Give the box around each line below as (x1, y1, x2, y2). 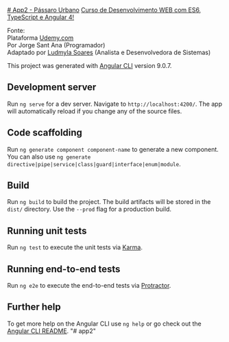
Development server (7, 82, 97, 93)
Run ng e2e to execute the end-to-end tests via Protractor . (7, 282, 171, 290)
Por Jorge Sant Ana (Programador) (7, 41, 106, 49)
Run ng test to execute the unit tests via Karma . (7, 243, 143, 251)
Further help (7, 301, 62, 313)
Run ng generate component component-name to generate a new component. (7, 145, 219, 153)
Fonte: (7, 27, 25, 34)
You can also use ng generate (7, 152, 91, 161)
